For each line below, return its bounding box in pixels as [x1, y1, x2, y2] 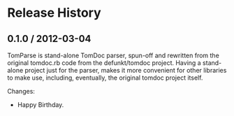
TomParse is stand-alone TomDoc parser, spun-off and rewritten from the [7, 51, 220, 59]
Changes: [7, 87, 35, 95]
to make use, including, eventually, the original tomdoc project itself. [7, 73, 203, 82]
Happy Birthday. [17, 101, 64, 109]
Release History [7, 5, 101, 21]
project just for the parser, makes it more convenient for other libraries [24, 66, 227, 74]
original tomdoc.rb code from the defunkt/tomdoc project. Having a [7, 59, 201, 67]
